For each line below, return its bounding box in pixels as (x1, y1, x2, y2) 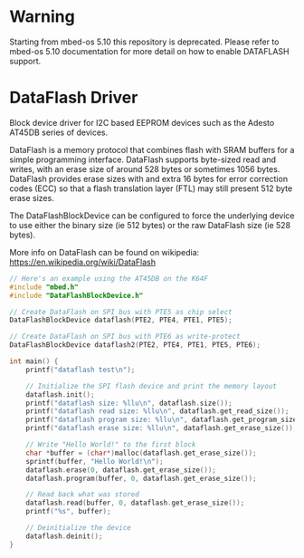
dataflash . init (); (25, 390, 95, 399)
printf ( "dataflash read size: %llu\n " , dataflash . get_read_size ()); (25, 407, 290, 416)
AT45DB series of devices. (9, 127, 109, 138)
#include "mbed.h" (9, 283, 79, 292)
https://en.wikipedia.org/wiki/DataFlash (9, 256, 157, 267)
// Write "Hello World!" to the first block (25, 440, 196, 449)
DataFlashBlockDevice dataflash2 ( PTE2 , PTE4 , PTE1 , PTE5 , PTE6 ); (9, 341, 261, 350)
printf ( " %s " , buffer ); (25, 507, 111, 516)
